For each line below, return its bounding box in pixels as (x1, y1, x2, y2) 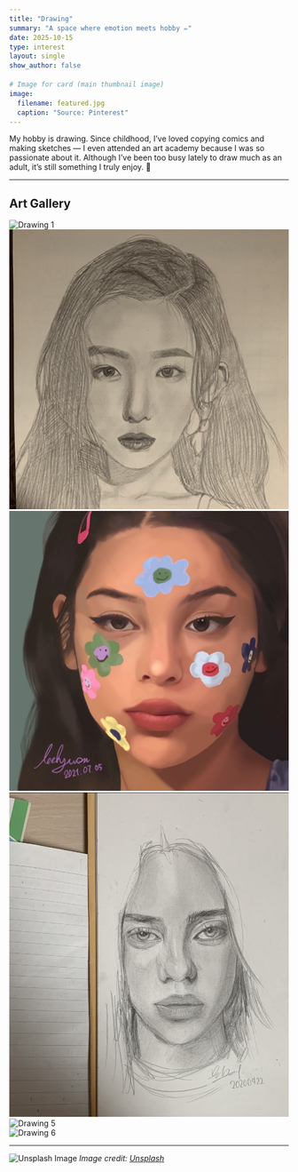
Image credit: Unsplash (79, 1153, 165, 1163)
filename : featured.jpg (17, 99, 105, 108)
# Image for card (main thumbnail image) (9, 80, 165, 89)
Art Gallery (9, 195, 71, 211)
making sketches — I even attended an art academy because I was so (9, 143, 265, 154)
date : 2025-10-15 (9, 33, 74, 42)
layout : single (9, 52, 66, 61)
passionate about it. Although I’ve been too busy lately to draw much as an (9, 152, 282, 163)
